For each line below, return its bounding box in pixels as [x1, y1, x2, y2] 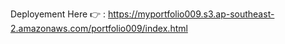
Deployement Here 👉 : [10, 8, 107, 20]
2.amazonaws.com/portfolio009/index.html [10, 23, 188, 34]
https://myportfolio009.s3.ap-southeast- [108, 8, 275, 20]
